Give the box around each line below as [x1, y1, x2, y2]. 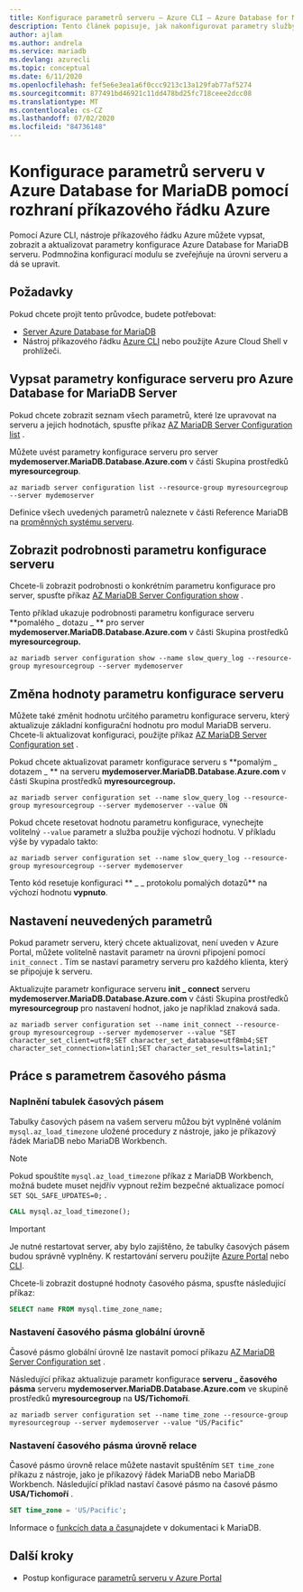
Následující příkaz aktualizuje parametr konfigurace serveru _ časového [9, 1373, 278, 1384]
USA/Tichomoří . [9, 1488, 74, 1500]
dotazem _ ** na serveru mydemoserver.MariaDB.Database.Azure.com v [9, 766, 287, 777]
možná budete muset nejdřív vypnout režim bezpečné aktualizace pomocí [9, 1180, 285, 1191]
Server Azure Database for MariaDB [22, 326, 156, 337]
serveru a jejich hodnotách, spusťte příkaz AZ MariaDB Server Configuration [9, 419, 293, 430]
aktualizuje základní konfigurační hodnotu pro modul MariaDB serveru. [9, 720, 271, 731]
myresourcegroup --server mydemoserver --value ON [32, 801, 228, 810]
